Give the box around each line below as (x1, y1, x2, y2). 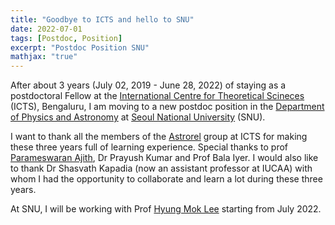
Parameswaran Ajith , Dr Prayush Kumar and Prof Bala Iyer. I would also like (10, 152, 319, 164)
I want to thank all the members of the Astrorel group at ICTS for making (10, 131, 308, 143)
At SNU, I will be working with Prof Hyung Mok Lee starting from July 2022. (10, 203, 322, 215)
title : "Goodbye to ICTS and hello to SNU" (10, 14, 195, 25)
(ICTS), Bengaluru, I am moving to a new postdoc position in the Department (10, 101, 325, 113)
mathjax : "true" (10, 52, 78, 62)
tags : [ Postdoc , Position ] (10, 33, 123, 43)
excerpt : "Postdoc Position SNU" (10, 42, 150, 53)
